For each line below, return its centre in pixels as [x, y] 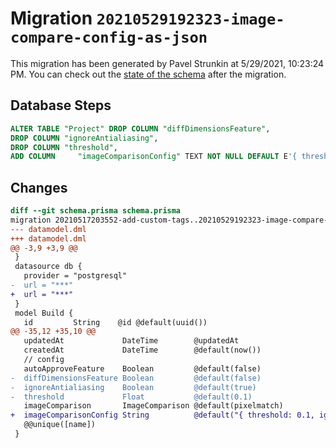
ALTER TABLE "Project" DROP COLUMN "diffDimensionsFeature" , [140, 128]
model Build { [44, 313]
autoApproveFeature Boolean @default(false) [142, 368]
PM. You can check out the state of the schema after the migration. [148, 74]
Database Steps [61, 105]
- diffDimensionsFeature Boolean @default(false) [136, 378]
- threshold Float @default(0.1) [131, 397]
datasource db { [48, 267]
